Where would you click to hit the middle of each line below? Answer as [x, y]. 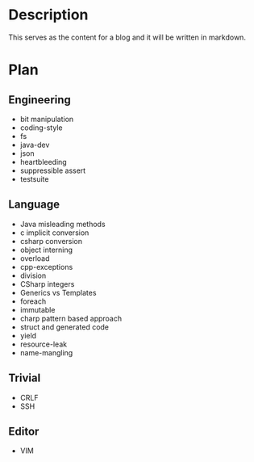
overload [35, 258]
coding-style [41, 128]
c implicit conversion [54, 233]
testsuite [34, 178]
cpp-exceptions [46, 267]
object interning [46, 250]
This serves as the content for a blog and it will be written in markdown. [127, 37]
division [33, 275]
